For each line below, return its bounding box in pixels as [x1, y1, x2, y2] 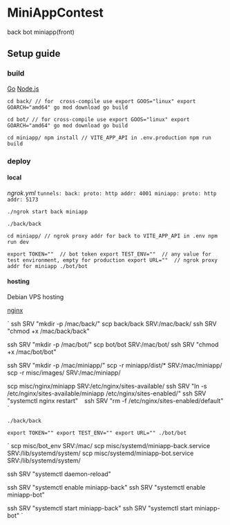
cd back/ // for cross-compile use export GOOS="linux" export [7, 98, 196, 105]
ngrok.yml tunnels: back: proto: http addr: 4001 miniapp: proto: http [7, 188, 217, 197]
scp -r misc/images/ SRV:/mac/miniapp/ [7, 368, 121, 377]
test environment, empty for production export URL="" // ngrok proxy [7, 256, 218, 264]
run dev [7, 238, 30, 245]
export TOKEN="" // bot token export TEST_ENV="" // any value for [7, 251, 212, 258]
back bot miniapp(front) [7, 28, 75, 36]
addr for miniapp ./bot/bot [7, 262, 88, 269]
